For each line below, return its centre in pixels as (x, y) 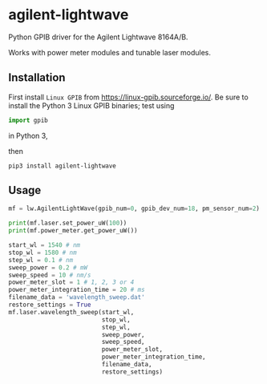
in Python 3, (28, 135)
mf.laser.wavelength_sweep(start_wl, (71, 312)
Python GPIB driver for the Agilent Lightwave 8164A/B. (98, 37)
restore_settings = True (50, 305)
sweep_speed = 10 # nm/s (50, 275)
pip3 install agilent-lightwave (62, 166)
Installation (37, 78)
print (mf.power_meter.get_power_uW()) (73, 231)
